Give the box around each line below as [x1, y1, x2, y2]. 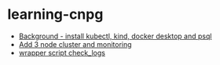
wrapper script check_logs [18, 48, 105, 57]
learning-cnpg [7, 5, 104, 23]
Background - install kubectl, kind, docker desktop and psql [18, 31, 212, 41]
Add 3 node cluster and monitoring [18, 39, 132, 49]
